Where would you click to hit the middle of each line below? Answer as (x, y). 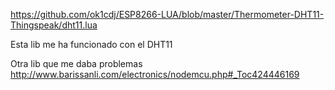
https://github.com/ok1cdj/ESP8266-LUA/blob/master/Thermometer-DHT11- (167, 14)
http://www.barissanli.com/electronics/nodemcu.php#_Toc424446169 (155, 74)
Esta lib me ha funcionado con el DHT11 (91, 44)
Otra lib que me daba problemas (76, 63)
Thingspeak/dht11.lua (54, 25)
